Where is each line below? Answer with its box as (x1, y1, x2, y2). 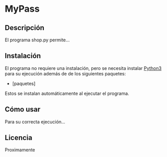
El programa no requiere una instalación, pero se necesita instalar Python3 (5, 65, 162, 71)
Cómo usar (5, 105, 41, 114)
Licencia (5, 134, 33, 142)
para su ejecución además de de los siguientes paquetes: (5, 70, 126, 76)
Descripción (5, 23, 44, 32)
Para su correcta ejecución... (5, 118, 66, 125)
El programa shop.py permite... (5, 37, 70, 43)
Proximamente (5, 147, 35, 153)
